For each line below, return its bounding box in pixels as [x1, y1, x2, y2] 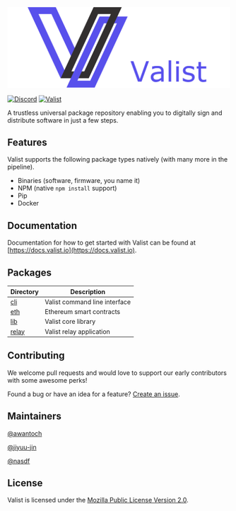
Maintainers [7, 410, 62, 422]
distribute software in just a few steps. [7, 116, 119, 124]
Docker [17, 199, 40, 208]
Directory [10, 287, 39, 296]
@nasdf [7, 456, 30, 465]
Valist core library [45, 318, 96, 326]
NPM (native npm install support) [17, 184, 117, 193]
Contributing [7, 349, 65, 361]
